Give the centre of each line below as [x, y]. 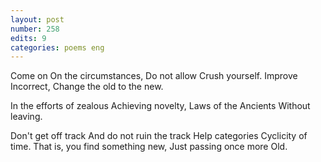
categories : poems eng [57, 47]
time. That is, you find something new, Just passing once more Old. [149, 147]
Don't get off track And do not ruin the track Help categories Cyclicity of [159, 136]
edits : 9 [28, 38]
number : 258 [35, 29]
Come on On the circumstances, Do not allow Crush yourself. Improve [154, 76]
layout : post [37, 19]
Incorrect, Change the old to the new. [87, 87]
